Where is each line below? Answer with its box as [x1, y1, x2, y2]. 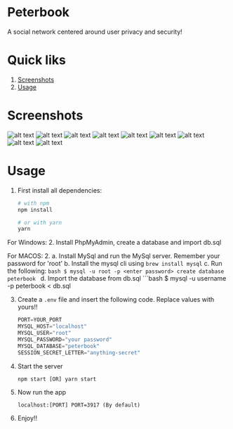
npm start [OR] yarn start [17, 376, 97, 383]
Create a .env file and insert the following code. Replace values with [17, 295, 215, 304]
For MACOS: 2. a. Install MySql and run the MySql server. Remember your [7, 252, 220, 260]
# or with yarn [17, 219, 62, 226]
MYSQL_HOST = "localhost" [17, 323, 88, 331]
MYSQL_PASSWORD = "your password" [17, 335, 112, 343]
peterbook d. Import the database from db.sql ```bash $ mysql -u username [7, 274, 227, 283]
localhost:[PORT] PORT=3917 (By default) [17, 402, 140, 409]
